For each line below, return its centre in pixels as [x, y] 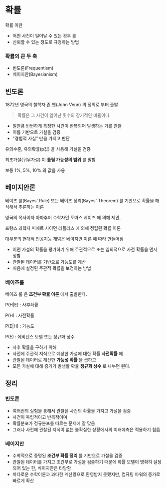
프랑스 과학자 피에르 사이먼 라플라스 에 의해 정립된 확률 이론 [63, 228]
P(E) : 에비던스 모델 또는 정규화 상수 [40, 337]
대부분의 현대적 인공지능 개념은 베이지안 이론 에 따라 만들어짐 [64, 239]
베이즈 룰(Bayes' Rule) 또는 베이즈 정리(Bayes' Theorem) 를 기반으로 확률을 [80, 200]
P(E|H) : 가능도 [20, 326]
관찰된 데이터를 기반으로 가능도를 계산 [49, 262]
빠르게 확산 [23, 480]
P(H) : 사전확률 [20, 315]
